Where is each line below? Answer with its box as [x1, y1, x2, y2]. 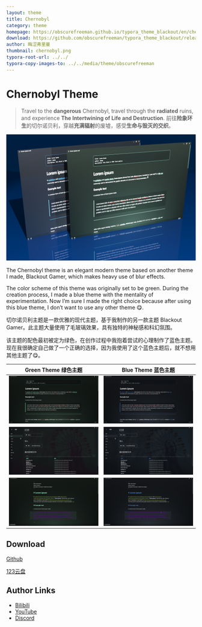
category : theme [6, 22, 47, 28]
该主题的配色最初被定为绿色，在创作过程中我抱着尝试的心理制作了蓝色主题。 [6, 337, 196, 344]
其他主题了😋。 [6, 352, 44, 359]
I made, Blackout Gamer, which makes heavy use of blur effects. [6, 273, 166, 280]
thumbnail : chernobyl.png [6, 48, 71, 54]
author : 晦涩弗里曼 [6, 42, 50, 48]
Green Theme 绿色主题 [25, 366, 83, 373]
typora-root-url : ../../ [6, 54, 69, 60]
